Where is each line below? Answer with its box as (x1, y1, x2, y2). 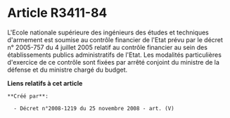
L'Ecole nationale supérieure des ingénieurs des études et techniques (7, 28, 209, 37)
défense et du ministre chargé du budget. (7, 65, 128, 74)
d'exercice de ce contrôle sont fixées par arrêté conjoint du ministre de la (7, 58, 220, 66)
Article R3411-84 (7, 5, 108, 21)
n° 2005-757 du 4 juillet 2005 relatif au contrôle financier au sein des (7, 43, 207, 51)
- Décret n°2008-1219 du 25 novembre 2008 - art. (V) (13, 105, 174, 112)
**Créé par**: (7, 93, 49, 100)
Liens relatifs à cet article (7, 79, 83, 87)
